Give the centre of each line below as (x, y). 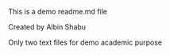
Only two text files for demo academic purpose (85, 42)
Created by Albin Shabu (47, 27)
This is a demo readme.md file (58, 12)
